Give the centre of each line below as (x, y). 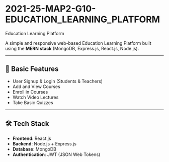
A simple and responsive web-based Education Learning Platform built (78, 43)
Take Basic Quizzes (33, 102)
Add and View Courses (36, 87)
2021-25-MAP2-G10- (51, 9)
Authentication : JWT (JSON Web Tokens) (56, 154)
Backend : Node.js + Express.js (45, 143)
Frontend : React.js (32, 138)
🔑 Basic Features (32, 69)
